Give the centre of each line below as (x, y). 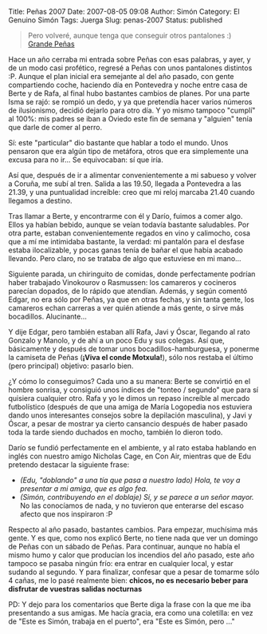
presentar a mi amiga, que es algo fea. (84, 489)
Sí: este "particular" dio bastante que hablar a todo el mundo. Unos (118, 143)
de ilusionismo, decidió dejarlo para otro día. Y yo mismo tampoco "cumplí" (132, 110)
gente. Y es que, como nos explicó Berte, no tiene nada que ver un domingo (133, 538)
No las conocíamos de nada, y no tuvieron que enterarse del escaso (132, 505)
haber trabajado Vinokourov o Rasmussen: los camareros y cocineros (122, 282)
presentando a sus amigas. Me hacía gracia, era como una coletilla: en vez (131, 613)
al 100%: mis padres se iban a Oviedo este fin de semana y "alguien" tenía (130, 119)
